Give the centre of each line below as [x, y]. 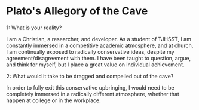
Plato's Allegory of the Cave [77, 11]
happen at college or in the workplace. [54, 100]
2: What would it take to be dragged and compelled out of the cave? [90, 76]
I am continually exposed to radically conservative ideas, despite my [90, 51]
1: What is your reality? [34, 27]
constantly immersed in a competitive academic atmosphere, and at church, [100, 45]
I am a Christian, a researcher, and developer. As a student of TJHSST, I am [99, 39]
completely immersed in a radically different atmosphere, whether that [93, 94]
